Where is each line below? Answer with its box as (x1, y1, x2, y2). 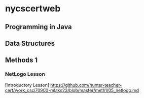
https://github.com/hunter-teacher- (50, 82, 122, 88)
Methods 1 (5, 56, 38, 65)
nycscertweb (5, 3, 61, 14)
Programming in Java (5, 23, 72, 31)
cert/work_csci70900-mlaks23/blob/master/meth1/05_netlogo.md (5, 87, 139, 93)
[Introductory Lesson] (5, 82, 49, 88)
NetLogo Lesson (5, 71, 45, 78)
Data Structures (5, 39, 55, 47)
